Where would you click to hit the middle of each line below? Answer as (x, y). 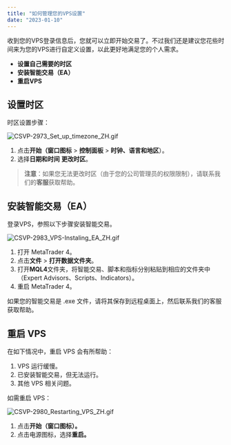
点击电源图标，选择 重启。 (53, 434)
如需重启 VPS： (29, 397)
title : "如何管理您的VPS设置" (47, 13)
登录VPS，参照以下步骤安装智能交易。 (61, 224)
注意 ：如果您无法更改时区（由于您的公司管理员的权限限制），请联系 (119, 174)
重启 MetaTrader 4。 (46, 287)
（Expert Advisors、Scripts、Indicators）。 (78, 278)
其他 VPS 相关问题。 (46, 383)
